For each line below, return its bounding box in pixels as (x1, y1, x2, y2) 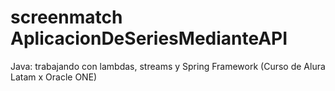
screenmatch (10, 6, 123, 29)
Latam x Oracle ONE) (10, 71, 98, 83)
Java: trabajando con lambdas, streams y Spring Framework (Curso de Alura (10, 60, 326, 72)
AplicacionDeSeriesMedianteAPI (10, 27, 288, 50)
